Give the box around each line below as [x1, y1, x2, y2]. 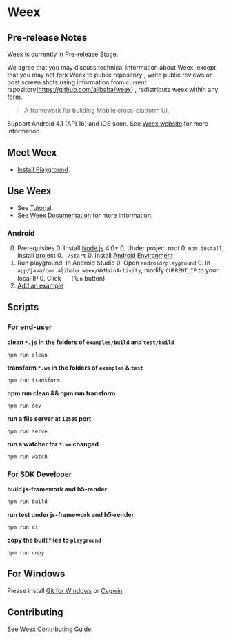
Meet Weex [7, 147, 57, 159]
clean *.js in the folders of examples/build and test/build [7, 338, 174, 346]
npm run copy [7, 549, 45, 556]
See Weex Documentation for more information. [17, 211, 153, 219]
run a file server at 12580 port [7, 414, 92, 422]
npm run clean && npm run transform [7, 388, 116, 397]
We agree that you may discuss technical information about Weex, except [7, 64, 217, 71]
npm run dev [7, 402, 41, 409]
